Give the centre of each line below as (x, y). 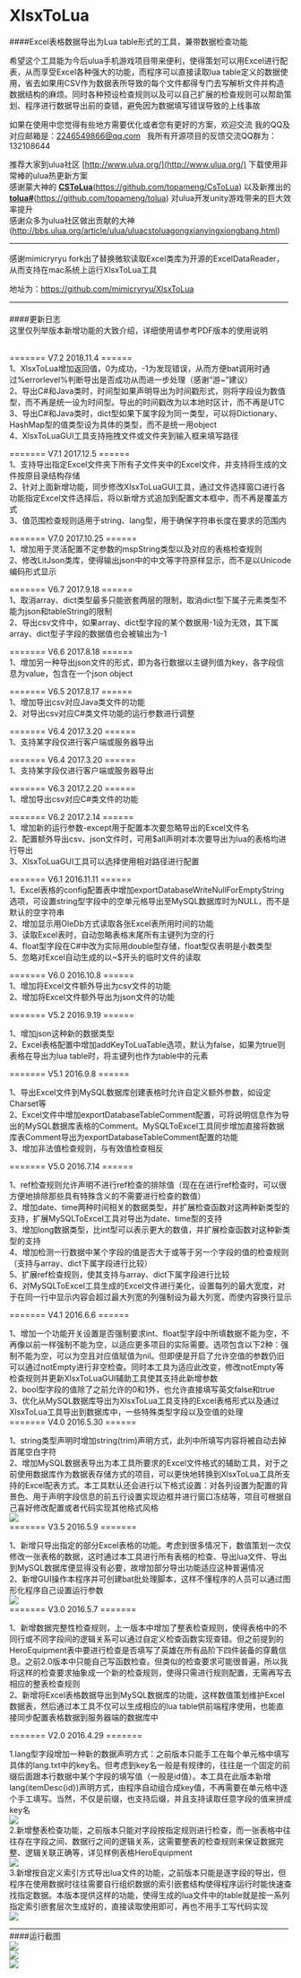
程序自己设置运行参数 (64, 1590)
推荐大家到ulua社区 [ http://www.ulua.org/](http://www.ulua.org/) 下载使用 (145, 164)
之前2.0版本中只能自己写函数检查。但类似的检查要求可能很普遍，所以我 (156, 1661)
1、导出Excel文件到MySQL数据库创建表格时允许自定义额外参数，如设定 (140, 1092)
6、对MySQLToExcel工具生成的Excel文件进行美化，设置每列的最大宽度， (143, 1285)
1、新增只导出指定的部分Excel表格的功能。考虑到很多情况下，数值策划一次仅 (150, 1545)
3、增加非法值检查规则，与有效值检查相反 (86, 1148)
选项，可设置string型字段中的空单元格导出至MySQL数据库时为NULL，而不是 (150, 901)
